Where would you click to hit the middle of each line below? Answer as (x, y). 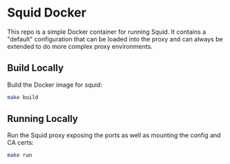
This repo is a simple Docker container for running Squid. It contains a (107, 32)
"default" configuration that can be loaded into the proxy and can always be (115, 39)
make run (20, 155)
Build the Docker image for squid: (55, 85)
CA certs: (21, 143)
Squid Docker (47, 13)
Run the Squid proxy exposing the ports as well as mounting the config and (114, 135)
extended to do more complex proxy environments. (80, 46)
